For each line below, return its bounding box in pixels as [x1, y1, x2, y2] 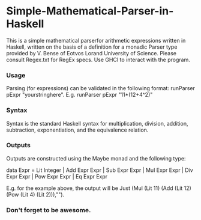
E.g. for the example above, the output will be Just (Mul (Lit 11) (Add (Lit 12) [6, 185, 192, 192]
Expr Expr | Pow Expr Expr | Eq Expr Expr [6, 173, 108, 180]
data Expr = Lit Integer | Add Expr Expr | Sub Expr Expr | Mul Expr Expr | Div [6, 167, 193, 174]
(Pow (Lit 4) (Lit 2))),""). [6, 191, 65, 198]
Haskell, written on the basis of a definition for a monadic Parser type [6, 43, 178, 50]
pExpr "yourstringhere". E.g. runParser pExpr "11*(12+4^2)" [6, 91, 153, 99]
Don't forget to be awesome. [6, 206, 91, 214]
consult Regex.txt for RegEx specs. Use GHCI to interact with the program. [6, 56, 190, 63]
